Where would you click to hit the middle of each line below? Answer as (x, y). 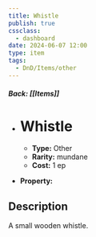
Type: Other (52, 149)
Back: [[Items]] (34, 94)
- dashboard (36, 38)
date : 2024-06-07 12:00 (48, 46)
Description (38, 206)
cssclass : (25, 31)
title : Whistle (34, 16)
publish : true (32, 23)
